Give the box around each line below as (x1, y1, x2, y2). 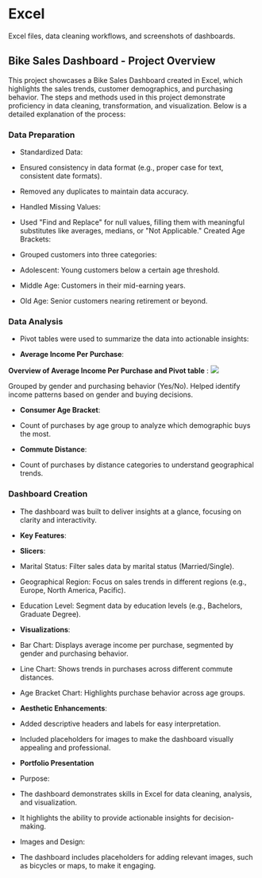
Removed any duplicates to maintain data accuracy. (19, 186, 189, 196)
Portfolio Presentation (19, 758, 94, 767)
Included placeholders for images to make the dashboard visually (19, 734, 234, 743)
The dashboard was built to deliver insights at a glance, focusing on (19, 507, 242, 516)
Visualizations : (19, 625, 71, 634)
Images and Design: (19, 837, 86, 846)
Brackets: (19, 234, 52, 244)
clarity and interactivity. (19, 515, 97, 524)
